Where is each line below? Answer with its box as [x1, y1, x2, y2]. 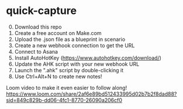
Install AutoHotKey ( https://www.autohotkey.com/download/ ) [14, 54, 162, 61]
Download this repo [14, 23, 62, 30]
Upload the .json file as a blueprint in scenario [14, 36, 126, 43]
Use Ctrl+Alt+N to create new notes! [14, 73, 102, 80]
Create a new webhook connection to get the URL [14, 42, 135, 49]
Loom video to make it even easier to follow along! [6, 84, 127, 91]
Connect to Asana [14, 48, 58, 55]
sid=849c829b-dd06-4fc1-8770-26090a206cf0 [6, 96, 123, 103]
